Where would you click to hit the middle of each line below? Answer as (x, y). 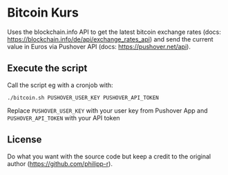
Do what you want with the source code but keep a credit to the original (109, 156)
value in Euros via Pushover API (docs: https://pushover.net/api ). (99, 46)
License (25, 140)
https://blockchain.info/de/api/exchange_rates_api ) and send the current (110, 39)
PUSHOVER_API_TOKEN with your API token (64, 118)
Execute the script (47, 68)
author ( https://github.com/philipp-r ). (60, 163)
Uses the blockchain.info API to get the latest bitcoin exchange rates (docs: (114, 32)
